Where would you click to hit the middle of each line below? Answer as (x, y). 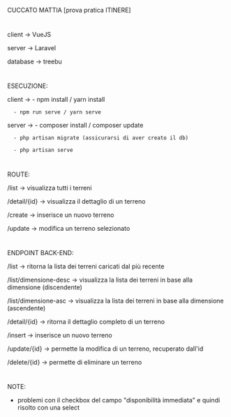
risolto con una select (49, 407)
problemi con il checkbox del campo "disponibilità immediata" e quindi (119, 400)
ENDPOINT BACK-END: (40, 252)
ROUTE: (18, 174)
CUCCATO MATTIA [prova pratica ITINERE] (69, 10)
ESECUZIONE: (28, 86)
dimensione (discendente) (45, 287)
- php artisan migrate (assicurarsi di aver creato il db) (101, 138)
